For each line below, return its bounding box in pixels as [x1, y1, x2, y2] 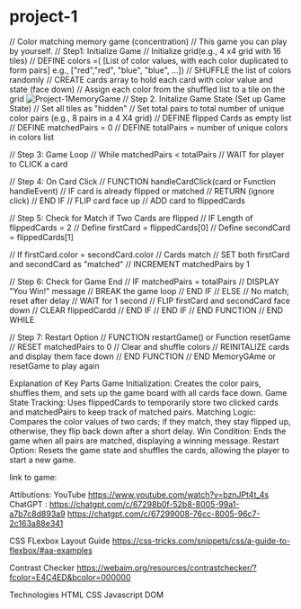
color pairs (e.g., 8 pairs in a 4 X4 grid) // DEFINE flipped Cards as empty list [9, 112, 292, 123]
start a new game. [9, 454, 76, 465]
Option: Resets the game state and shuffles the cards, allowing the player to [9, 444, 290, 455]
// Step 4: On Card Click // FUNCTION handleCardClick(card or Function [9, 175, 276, 186]
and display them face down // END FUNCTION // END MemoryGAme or [9, 351, 277, 362]
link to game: [9, 471, 58, 482]
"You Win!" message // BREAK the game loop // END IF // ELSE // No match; [9, 285, 289, 296]
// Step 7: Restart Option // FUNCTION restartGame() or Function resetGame [9, 331, 291, 343]
